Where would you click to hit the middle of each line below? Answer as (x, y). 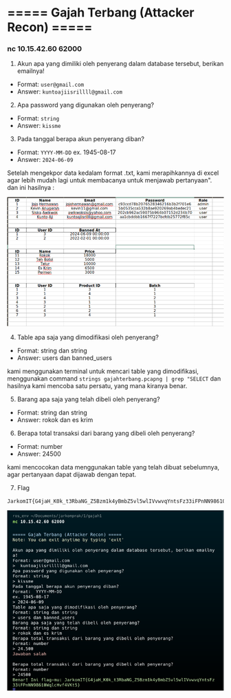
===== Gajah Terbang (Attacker (101, 13)
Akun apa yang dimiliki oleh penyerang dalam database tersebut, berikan (120, 64)
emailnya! (31, 71)
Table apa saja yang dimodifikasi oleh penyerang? (88, 337)
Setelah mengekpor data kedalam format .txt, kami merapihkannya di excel (113, 173)
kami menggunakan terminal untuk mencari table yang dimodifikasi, (103, 371)
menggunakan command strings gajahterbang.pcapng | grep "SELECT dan (114, 379)
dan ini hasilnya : (31, 188)
